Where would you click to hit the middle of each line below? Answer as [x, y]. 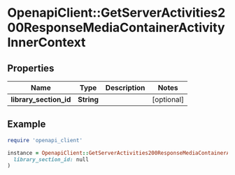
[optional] [168, 99]
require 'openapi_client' [45, 140]
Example [27, 124]
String [88, 99]
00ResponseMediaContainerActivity [116, 28]
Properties [31, 68]
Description [125, 87]
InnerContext [47, 43]
